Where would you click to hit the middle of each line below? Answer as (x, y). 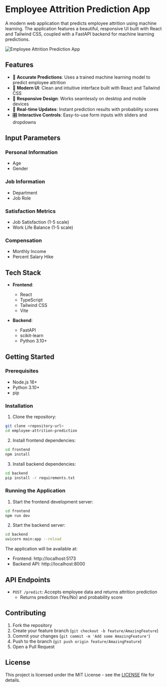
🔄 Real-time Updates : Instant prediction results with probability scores (86, 109)
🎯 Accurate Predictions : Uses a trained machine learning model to (81, 77)
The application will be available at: (41, 549)
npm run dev (18, 516)
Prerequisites (22, 371)
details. (13, 680)
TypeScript (31, 300)
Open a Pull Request (34, 647)
